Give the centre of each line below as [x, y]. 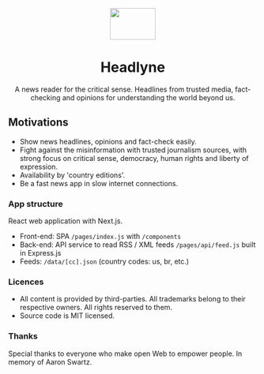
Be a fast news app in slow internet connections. [99, 183]
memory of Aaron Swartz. [50, 361]
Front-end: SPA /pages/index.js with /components [100, 237]
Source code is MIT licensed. [67, 316]
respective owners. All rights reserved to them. [96, 308]
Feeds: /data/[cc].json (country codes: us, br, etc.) [104, 262]
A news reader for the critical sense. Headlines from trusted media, [124, 89]
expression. [38, 166]
